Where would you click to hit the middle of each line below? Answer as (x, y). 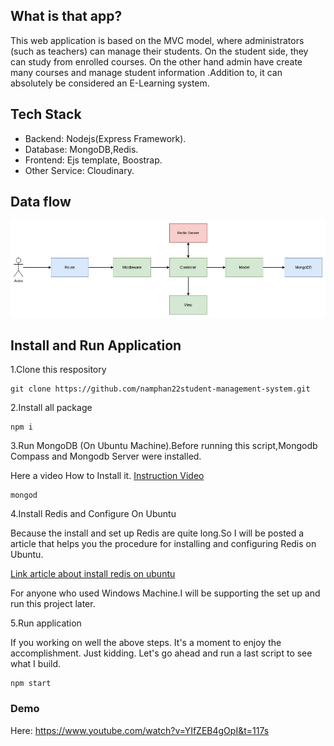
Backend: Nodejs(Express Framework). (105, 138)
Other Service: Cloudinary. (79, 170)
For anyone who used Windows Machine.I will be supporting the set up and (165, 593)
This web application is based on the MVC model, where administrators (157, 40)
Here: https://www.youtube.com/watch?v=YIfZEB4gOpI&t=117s (140, 730)
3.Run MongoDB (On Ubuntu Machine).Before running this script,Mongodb (164, 446)
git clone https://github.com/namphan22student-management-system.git (160, 389)
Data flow (41, 202)
